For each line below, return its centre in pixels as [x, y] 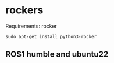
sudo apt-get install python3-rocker [51, 36]
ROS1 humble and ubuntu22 [57, 55]
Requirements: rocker [31, 26]
